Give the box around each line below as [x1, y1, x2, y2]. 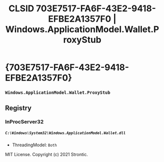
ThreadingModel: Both [12, 142, 57, 148]
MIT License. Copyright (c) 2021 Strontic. [5, 152, 88, 158]
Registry [5, 104, 32, 112]
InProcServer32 [5, 118, 44, 125]
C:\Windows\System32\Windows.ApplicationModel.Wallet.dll [5, 131, 126, 135]
